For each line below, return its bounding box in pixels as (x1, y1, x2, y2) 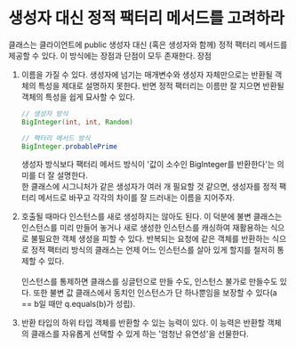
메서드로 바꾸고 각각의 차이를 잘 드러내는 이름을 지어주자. (37, 192, 236, 203)
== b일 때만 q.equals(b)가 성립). (20, 299, 135, 310)
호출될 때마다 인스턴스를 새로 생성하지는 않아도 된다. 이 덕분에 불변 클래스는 (20, 211, 283, 222)
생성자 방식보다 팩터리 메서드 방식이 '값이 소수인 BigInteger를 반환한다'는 (20, 159, 276, 170)
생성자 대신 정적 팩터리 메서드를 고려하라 (8, 8, 285, 28)
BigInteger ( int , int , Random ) (20, 117, 134, 126)
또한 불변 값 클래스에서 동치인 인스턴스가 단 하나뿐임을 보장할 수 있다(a (33, 287, 277, 298)
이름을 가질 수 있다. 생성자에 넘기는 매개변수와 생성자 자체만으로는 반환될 (20, 69, 273, 80)
